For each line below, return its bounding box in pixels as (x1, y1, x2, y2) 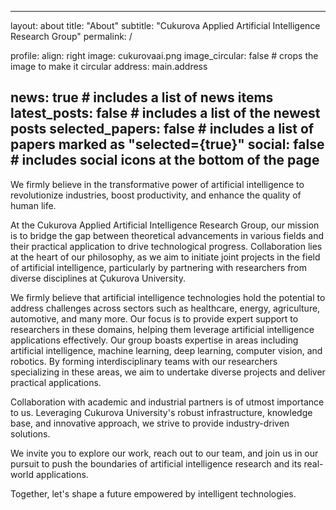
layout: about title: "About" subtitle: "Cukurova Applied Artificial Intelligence (10, 20, 321, 31)
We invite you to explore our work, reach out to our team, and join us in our (10, 447, 319, 459)
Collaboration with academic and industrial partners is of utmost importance (10, 396, 325, 408)
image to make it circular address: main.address (10, 61, 208, 72)
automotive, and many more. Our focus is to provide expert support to (10, 312, 299, 325)
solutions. (10, 427, 51, 440)
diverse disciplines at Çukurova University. (10, 272, 186, 284)
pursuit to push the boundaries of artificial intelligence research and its (10, 457, 302, 470)
